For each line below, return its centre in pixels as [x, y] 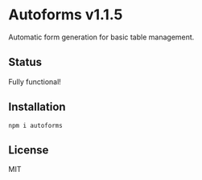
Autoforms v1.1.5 [66, 15]
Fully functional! [35, 81]
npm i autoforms [35, 125]
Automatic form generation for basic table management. [101, 37]
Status [25, 62]
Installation [37, 107]
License [29, 150]
